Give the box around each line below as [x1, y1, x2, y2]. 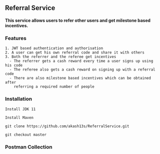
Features [5, 35, 27, 41]
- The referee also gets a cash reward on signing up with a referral [9, 67, 156, 72]
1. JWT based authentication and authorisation [5, 46, 104, 51]
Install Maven [5, 115, 34, 120]
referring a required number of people [14, 84, 95, 89]
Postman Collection [5, 143, 53, 150]
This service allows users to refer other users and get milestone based [5, 17, 151, 23]
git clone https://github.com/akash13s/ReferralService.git [5, 124, 130, 129]
